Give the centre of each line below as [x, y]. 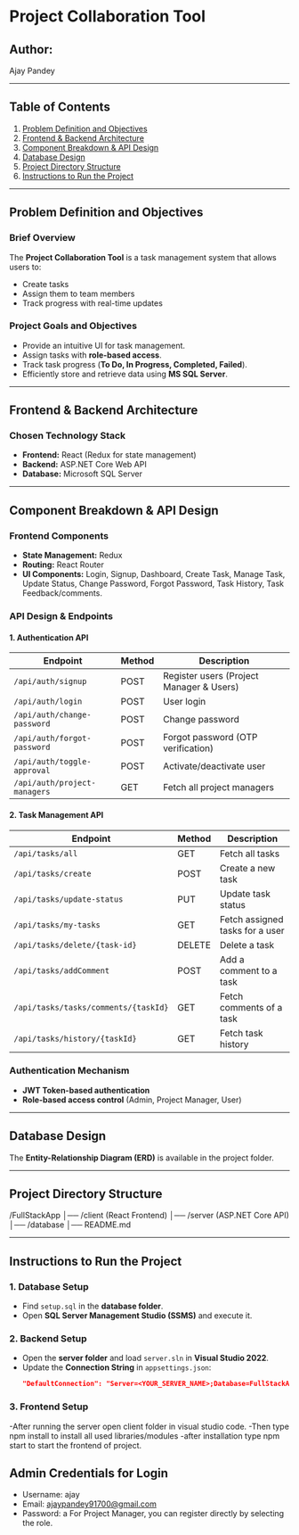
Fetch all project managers [218, 788]
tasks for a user [252, 930]
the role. [37, 1523]
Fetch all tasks [250, 854]
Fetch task [242, 1033]
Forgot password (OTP [210, 738]
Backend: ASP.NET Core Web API [84, 465]
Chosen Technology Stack [68, 436]
